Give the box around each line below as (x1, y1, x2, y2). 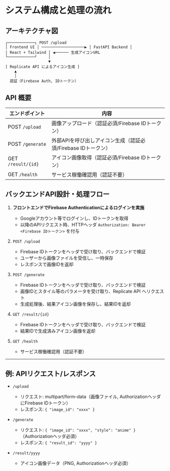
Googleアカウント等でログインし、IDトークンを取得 (20, 215, 129, 221)
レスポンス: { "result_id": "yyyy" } (20, 440, 97, 446)
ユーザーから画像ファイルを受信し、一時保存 (20, 255, 114, 261)
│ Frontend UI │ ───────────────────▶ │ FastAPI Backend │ (5, 45, 133, 50)
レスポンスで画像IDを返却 (20, 261, 74, 267)
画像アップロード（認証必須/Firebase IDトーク (51, 120, 162, 127)
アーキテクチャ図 (5, 26, 58, 35)
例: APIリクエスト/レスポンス (5, 369, 96, 378)
